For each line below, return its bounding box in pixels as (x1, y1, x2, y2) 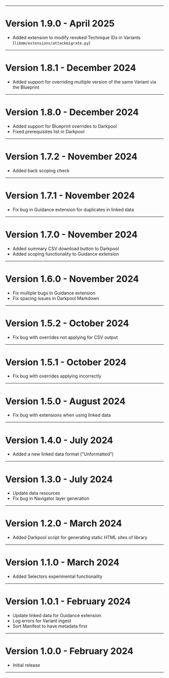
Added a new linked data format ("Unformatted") (12, 451, 114, 457)
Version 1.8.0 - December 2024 (5, 107, 139, 118)
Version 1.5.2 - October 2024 (5, 318, 129, 329)
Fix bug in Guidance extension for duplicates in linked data (12, 206, 134, 212)
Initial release (12, 662, 40, 668)
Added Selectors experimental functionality (12, 573, 103, 579)
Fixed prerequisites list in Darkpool (12, 128, 84, 134)
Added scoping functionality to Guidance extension (12, 251, 119, 257)
